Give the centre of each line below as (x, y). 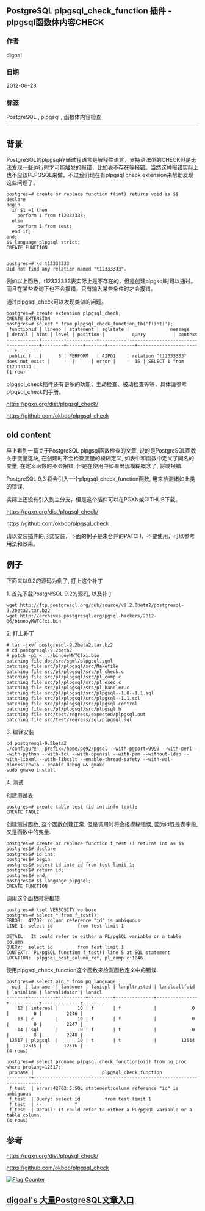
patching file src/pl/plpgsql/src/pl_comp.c (64, 677)
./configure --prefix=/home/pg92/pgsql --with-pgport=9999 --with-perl (99, 749)
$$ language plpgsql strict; (43, 242)
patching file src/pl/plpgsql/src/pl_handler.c (68, 688)
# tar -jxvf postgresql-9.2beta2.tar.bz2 (60, 645)
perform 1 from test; (45, 227)
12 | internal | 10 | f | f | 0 (106, 1008)
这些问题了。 (22, 183)
